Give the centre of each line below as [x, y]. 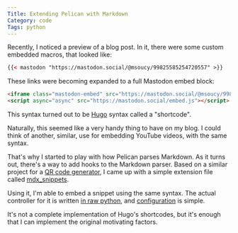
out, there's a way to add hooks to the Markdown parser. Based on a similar [118, 164]
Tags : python [27, 27]
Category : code [30, 21]
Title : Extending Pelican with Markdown [68, 14]
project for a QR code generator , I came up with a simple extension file [110, 172]
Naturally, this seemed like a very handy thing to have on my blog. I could [114, 128]
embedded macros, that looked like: [59, 55]
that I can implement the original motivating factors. [83, 222]
